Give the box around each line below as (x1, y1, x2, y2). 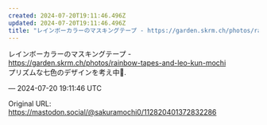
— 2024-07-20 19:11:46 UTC (8, 84, 102, 93)
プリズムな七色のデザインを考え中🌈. (8, 68, 127, 77)
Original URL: (8, 99, 52, 108)
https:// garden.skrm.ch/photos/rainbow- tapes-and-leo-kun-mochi (8, 58, 226, 68)
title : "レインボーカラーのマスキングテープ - (8, 26, 145, 34)
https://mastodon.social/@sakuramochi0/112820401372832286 (8, 107, 217, 117)
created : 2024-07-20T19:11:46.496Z (8, 11, 126, 20)
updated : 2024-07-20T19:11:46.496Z (8, 19, 126, 27)
